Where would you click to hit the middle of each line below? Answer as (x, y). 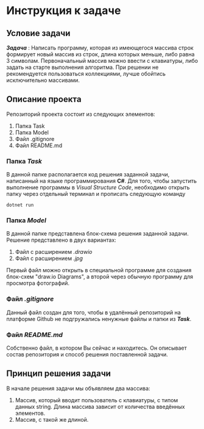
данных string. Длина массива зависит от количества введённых (100, 406)
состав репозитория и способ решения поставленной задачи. (87, 354)
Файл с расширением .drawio (54, 252)
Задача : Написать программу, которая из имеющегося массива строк (100, 48)
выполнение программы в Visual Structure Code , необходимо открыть (98, 187)
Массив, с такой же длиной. (52, 419)
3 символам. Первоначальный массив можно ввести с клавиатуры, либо (102, 61)
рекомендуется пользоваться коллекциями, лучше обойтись (86, 74)
